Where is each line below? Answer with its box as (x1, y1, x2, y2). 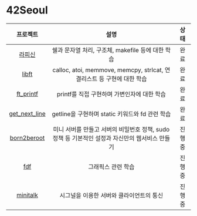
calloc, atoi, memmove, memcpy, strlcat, (52, 66, 164, 74)
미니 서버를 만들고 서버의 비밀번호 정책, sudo (53, 125, 170, 133)
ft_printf (16, 89, 38, 97)
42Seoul (6, 4, 48, 17)
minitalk (16, 191, 38, 199)
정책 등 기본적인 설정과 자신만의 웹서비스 (52, 134, 158, 142)
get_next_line (9, 109, 46, 117)
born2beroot (9, 133, 45, 141)
